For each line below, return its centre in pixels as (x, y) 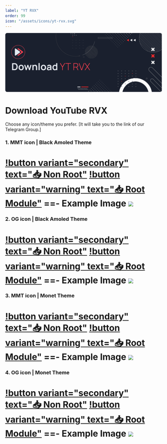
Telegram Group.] (23, 130)
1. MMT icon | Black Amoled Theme (48, 143)
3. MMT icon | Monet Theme (40, 296)
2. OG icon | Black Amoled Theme (46, 219)
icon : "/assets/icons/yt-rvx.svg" (41, 21)
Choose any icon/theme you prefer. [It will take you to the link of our (75, 124)
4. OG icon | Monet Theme (37, 372)
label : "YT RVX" (22, 10)
